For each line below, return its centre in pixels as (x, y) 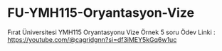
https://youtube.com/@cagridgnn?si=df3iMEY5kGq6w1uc (92, 39)
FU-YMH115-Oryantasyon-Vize (101, 13)
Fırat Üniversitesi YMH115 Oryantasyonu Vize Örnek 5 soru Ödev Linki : (111, 32)
